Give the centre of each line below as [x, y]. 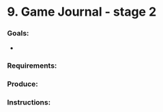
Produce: [23, 84]
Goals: [18, 33]
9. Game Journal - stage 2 [82, 12]
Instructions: [29, 102]
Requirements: [32, 66]
